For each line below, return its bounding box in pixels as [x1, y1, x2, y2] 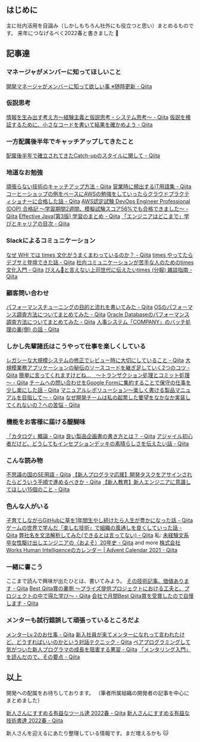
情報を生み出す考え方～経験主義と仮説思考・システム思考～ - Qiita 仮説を [6, 113, 186, 120]
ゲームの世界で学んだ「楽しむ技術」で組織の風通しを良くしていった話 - [6, 524, 182, 531]
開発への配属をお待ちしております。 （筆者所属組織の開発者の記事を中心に [6, 689, 189, 696]
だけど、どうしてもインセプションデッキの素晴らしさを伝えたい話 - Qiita [11, 439, 189, 447]
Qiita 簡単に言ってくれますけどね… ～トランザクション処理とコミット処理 [6, 372, 190, 379]
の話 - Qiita [32, 326, 60, 333]
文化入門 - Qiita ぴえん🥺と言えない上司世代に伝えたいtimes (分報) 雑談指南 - [6, 266, 192, 273]
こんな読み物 [6, 456, 43, 464]
